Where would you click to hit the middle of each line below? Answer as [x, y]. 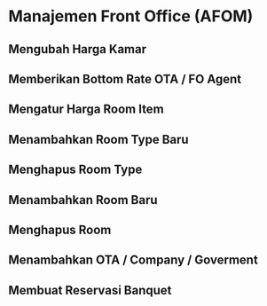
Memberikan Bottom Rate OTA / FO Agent [125, 78]
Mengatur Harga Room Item [86, 110]
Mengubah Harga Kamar [78, 49]
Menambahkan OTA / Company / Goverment [133, 260]
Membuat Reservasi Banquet [90, 290]
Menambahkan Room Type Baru [98, 139]
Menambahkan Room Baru [83, 200]
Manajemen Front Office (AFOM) [131, 16]
